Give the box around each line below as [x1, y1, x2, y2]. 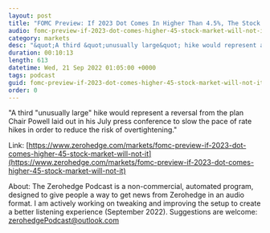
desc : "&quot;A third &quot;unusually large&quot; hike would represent [8, 42, 257, 50]
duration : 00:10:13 [8, 49, 74, 57]
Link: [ [8, 141, 30, 151]
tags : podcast [8, 71, 56, 79]
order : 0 [8, 86, 38, 94]
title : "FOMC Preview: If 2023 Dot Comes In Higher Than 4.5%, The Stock [8, 19, 261, 27]
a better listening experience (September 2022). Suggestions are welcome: [8, 207, 258, 217]
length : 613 [8, 57, 48, 65]
